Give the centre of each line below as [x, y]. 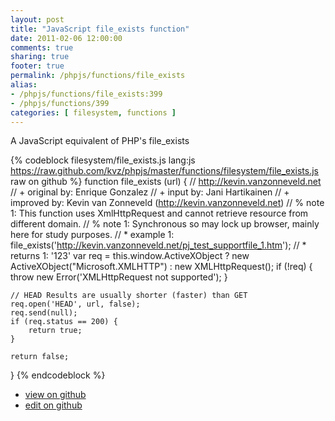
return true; [55, 331]
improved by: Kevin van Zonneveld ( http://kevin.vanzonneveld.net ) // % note [167, 203]
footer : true [37, 66]
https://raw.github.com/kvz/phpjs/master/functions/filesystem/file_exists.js [164, 171]
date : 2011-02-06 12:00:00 [66, 38]
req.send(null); [44, 313]
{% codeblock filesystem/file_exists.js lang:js [103, 160]
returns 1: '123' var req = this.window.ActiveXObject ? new [130, 256]
